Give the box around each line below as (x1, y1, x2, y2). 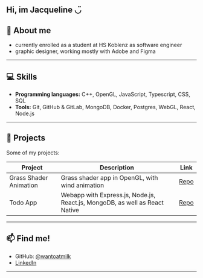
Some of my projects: (6, 149, 60, 156)
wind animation (60, 181, 105, 189)
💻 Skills (6, 72, 37, 82)
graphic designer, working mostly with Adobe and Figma (14, 48, 156, 55)
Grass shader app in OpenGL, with (60, 173, 158, 182)
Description (99, 163, 135, 171)
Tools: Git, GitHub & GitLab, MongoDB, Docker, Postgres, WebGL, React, (14, 104, 196, 111)
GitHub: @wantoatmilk (14, 253, 71, 260)
